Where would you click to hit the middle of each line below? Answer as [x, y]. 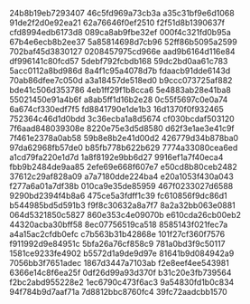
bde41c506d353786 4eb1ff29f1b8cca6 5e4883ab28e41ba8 [120, 90]
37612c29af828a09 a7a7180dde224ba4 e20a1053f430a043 [122, 176]
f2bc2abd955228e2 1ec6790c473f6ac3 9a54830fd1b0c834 [122, 282]
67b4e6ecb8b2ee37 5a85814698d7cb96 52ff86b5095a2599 [123, 42]
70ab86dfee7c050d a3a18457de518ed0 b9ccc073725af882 [121, 80]
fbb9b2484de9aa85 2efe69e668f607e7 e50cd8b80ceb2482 [123, 167]
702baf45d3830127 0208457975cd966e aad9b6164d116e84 [123, 52]
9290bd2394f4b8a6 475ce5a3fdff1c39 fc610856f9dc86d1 [118, 195]
